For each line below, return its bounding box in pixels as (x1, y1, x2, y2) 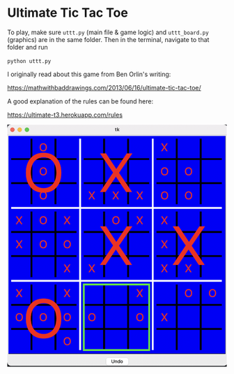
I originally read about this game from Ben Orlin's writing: (7, 70, 171, 78)
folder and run (7, 43, 48, 51)
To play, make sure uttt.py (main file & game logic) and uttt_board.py (7, 28, 209, 36)
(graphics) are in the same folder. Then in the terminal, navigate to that (7, 35, 210, 43)
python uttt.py (7, 57, 52, 64)
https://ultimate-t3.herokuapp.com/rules (7, 110, 123, 119)
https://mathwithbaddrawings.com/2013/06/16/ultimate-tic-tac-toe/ (7, 83, 202, 92)
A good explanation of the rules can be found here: (7, 96, 154, 106)
